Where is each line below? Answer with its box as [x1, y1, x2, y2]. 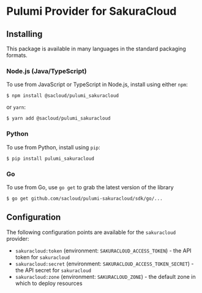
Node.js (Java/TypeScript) [6, 66, 87, 75]
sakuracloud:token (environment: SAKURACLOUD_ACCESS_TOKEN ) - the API [15, 247, 192, 254]
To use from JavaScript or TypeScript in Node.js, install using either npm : [6, 81, 188, 88]
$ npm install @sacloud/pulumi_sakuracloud [6, 93, 119, 99]
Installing [6, 29, 43, 39]
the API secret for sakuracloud [15, 266, 92, 274]
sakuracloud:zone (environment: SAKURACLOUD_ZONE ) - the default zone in [15, 273, 196, 280]
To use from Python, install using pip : [6, 143, 101, 151]
